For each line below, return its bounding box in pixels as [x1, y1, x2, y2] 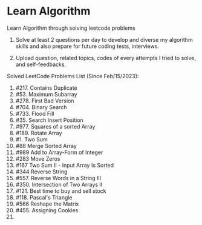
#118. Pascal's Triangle [15, 193, 73, 201]
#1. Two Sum [15, 135, 48, 143]
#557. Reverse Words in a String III [15, 174, 102, 181]
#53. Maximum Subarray [15, 90, 77, 98]
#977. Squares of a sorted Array [15, 123, 96, 130]
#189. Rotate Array [15, 129, 62, 136]
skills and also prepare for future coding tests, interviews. [15, 42, 160, 50]
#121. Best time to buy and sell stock [15, 187, 106, 195]
